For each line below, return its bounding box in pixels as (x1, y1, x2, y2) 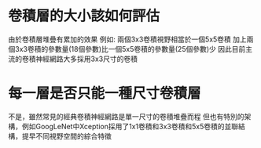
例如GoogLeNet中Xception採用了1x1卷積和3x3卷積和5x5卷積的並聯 (21, 121, 238, 131)
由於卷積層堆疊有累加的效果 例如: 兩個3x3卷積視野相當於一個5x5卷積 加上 (8, 34, 248, 44)
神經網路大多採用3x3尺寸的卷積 (35, 54, 138, 63)
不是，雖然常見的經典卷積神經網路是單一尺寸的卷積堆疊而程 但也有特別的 (8, 111, 244, 121)
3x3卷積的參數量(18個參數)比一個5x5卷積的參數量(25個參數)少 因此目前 (14, 44, 246, 53)
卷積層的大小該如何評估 (8, 7, 160, 25)
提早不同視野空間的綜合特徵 (21, 131, 112, 141)
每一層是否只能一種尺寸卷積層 (8, 85, 202, 103)
